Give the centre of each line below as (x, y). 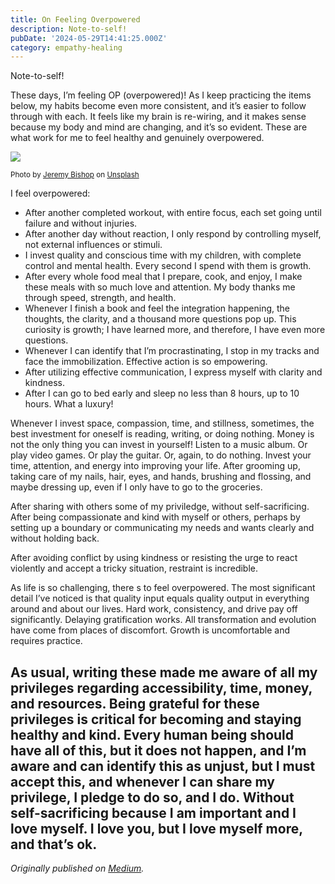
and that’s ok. (54, 844)
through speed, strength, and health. (100, 298)
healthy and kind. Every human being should (152, 734)
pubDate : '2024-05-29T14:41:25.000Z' (89, 38)
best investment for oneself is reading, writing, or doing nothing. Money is (162, 434)
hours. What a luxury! (69, 404)
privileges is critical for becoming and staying (156, 719)
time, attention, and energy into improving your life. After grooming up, (155, 466)
